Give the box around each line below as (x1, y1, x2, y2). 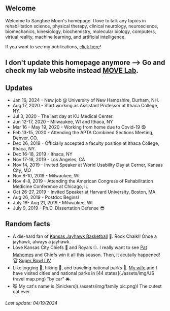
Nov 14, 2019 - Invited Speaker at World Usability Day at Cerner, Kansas (12, 162, 163, 168)
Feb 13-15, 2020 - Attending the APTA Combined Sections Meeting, (12, 130, 154, 136)
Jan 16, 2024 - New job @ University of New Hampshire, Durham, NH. (12, 97, 159, 103)
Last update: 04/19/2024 (5, 300, 58, 306)
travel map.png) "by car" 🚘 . (12, 275, 71, 282)
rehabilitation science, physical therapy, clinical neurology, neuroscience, (5, 23, 158, 29)
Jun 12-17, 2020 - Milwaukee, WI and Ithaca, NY (12, 119, 113, 125)
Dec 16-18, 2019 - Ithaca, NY (12, 151, 73, 157)
